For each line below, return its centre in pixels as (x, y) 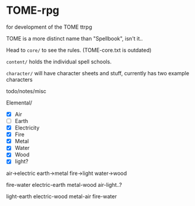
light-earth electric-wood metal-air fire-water (62, 196)
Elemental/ (19, 103)
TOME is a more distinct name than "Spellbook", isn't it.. (75, 38)
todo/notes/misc (26, 91)
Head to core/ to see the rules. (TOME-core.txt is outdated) (79, 50)
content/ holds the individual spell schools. (59, 62)
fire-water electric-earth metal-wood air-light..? (64, 185)
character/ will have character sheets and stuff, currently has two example (98, 73)
